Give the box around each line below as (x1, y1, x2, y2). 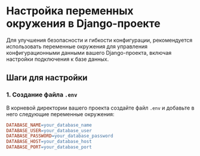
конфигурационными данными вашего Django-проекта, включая (6, 49, 172, 56)
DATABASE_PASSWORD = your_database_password (6, 133, 113, 139)
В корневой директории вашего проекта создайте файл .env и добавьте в (6, 104, 195, 111)
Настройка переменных (6, 4, 134, 18)
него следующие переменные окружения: (6, 110, 115, 117)
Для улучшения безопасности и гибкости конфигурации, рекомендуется (6, 36, 193, 43)
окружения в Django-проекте (6, 17, 161, 30)
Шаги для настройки (6, 73, 88, 83)
